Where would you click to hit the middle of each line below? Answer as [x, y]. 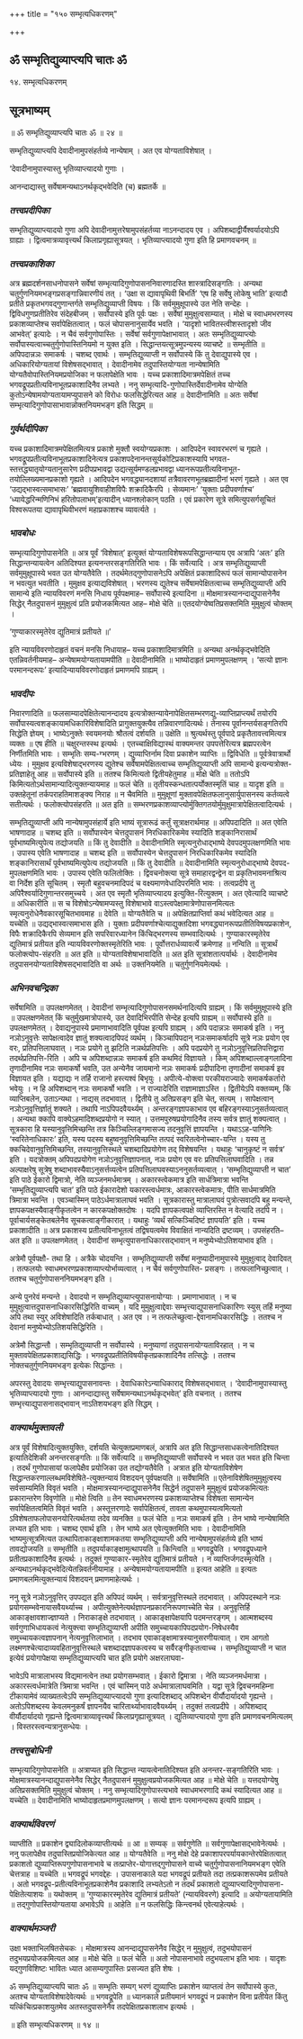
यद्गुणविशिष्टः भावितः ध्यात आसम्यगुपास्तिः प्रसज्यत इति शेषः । [95, 1968]
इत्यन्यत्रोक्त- [274, 764]
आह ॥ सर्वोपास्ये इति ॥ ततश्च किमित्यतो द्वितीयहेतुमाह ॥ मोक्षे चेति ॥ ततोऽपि [143, 774]
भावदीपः [22, 693]
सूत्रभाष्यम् [30, 111]
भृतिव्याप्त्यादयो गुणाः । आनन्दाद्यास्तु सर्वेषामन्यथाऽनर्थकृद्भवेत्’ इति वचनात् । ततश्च [125, 1394]
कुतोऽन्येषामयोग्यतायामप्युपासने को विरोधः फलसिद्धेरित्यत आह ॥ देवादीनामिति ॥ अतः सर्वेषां [134, 395]
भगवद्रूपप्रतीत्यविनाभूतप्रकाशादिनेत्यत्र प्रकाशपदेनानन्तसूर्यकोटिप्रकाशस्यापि [109, 458]
